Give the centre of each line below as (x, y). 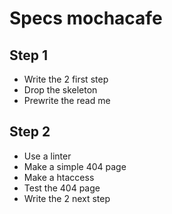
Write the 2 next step (67, 198)
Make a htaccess (59, 177)
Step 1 (29, 55)
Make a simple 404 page (75, 166)
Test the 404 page (62, 188)
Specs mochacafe (86, 18)
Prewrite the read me (67, 100)
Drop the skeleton (60, 90)
